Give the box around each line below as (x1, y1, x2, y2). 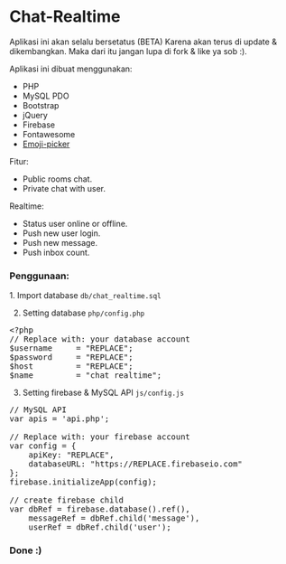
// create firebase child (9, 495, 125, 505)
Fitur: (9, 155, 29, 166)
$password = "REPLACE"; (9, 352, 134, 362)
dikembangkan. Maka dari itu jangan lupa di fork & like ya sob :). (9, 45, 248, 56)
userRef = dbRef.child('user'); (28, 522, 171, 532)
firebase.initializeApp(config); (9, 477, 158, 487)
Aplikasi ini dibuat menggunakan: (9, 63, 133, 74)
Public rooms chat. (22, 174, 93, 184)
